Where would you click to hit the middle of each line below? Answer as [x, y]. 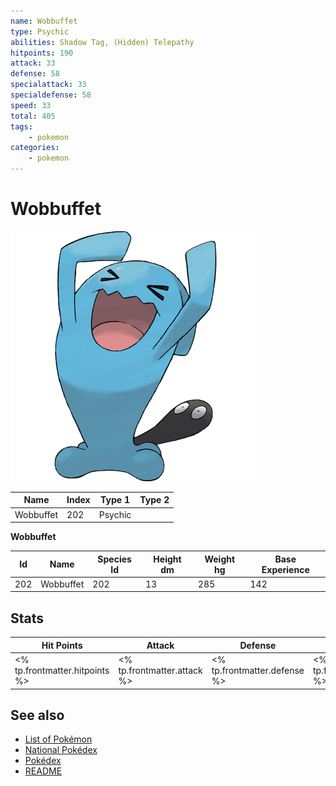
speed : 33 [31, 105]
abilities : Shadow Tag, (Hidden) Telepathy [102, 42]
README [43, 771]
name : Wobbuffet [44, 21]
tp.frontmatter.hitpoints [62, 670]
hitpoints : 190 [42, 53]
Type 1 [115, 500]
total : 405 [33, 116]
